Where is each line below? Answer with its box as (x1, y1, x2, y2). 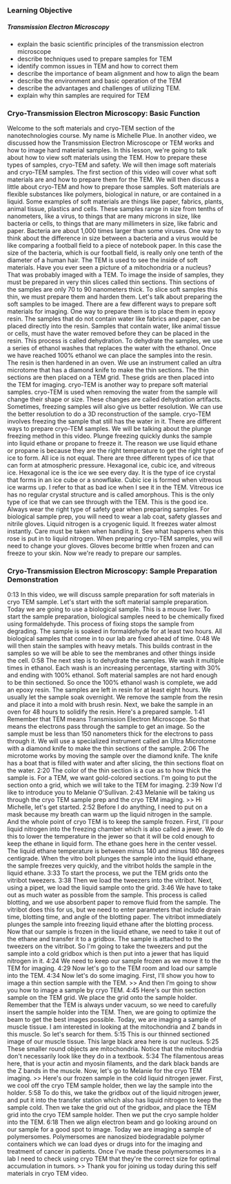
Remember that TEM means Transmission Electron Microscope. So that (7, 715, 210, 723)
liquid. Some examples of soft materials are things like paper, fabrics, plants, (7, 197, 224, 205)
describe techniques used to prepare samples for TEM (17, 54, 172, 63)
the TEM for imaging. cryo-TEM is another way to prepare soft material (7, 381, 208, 389)
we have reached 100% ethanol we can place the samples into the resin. (7, 351, 213, 360)
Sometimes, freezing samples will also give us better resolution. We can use (7, 403, 223, 411)
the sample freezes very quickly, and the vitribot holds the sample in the (7, 861, 212, 870)
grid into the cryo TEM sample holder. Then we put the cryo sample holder (7, 1111, 219, 1119)
